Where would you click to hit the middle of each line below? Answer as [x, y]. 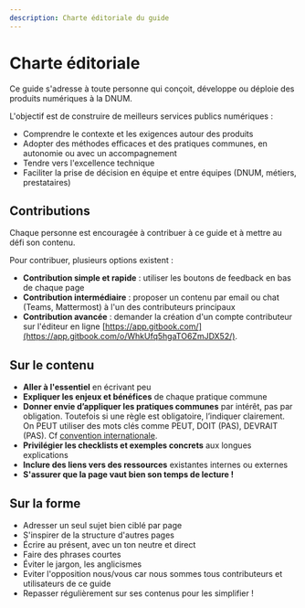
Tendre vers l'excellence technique [89, 163]
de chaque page [53, 288]
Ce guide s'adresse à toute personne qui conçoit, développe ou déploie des [152, 89]
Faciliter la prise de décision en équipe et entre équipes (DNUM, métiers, [159, 172]
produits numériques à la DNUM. [71, 98]
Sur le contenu [52, 365]
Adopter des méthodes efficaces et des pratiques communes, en [145, 144]
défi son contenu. [42, 242]
